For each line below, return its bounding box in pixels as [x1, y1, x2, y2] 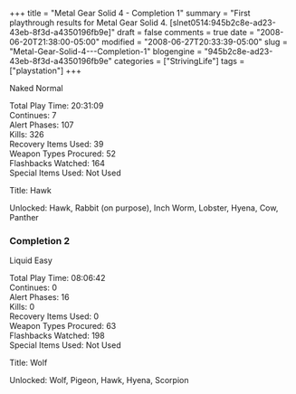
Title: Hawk [9, 185, 52, 195]
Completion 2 [9, 234, 71, 247]
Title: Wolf [9, 357, 48, 369]
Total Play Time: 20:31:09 [9, 100, 104, 111]
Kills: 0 [9, 302, 34, 313]
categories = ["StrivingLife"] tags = [113, 56, 245, 66]
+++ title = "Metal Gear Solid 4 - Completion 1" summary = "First [9, 8, 251, 18]
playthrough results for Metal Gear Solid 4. [9, 17, 168, 28]
